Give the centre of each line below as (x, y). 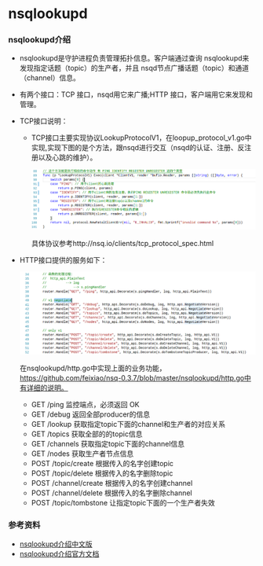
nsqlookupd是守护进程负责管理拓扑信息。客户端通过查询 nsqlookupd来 (134, 58)
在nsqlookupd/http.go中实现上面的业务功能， (93, 368)
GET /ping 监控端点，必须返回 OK (85, 405)
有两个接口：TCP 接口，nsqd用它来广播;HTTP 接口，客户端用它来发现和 (136, 94)
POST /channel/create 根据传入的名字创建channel (112, 483)
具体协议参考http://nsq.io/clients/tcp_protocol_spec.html (122, 244)
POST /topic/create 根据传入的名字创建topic (102, 464)
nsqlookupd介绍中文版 (56, 544)
